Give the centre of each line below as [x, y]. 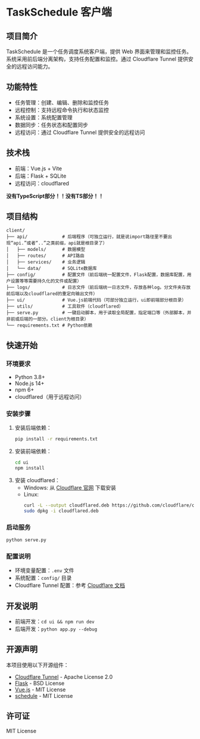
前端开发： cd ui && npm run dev [54, 622]
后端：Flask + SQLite [40, 176]
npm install [29, 468]
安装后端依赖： [33, 428]
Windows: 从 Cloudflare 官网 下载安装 [70, 488]
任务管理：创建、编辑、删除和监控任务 [62, 103]
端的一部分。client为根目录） [56, 319]
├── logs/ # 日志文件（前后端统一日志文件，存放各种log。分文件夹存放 [99, 288]
